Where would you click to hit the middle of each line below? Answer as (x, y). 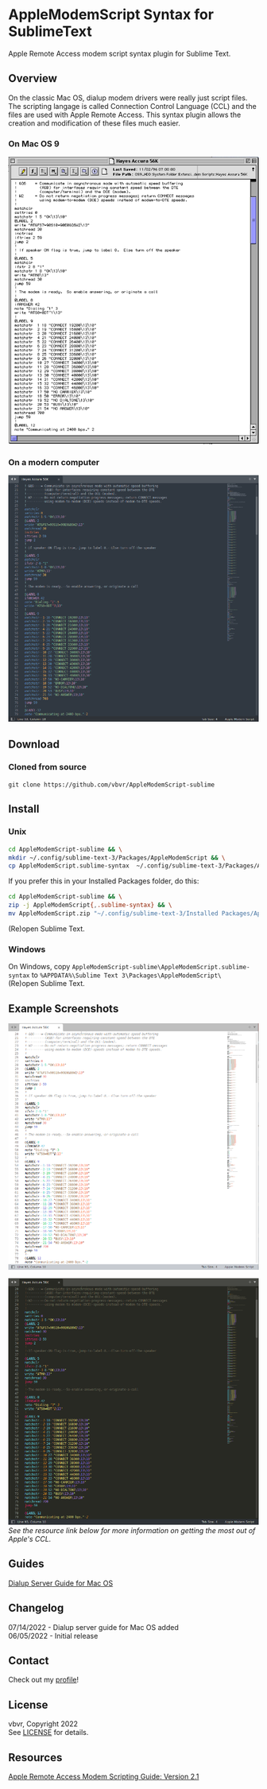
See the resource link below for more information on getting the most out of (132, 1530)
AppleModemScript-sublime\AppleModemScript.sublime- (161, 968)
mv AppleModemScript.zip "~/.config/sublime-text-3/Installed (113, 914)
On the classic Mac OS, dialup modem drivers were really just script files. (128, 98)
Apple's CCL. (30, 1539)
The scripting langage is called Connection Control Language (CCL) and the (132, 106)
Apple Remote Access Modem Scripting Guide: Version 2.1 (104, 1776)
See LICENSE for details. (48, 1733)
